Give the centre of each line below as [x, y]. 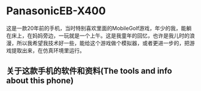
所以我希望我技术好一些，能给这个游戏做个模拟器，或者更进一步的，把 [103, 43]
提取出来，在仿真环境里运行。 [48, 50]
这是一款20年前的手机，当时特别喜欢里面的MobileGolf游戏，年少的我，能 [96, 28]
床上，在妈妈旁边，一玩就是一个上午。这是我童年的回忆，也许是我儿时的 [100, 35]
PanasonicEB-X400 [56, 11]
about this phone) [40, 81]
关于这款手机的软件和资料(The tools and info [89, 71]
